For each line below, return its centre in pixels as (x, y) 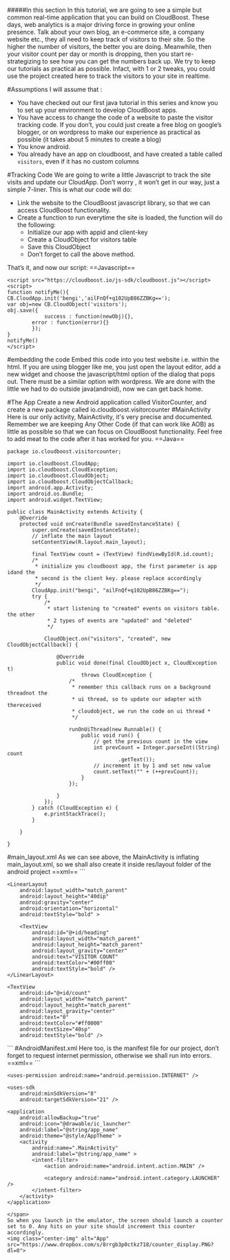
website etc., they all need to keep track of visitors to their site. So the (106, 39)
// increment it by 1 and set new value (152, 766)
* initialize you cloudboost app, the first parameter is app (126, 566)
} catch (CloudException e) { (75, 808)
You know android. (44, 147)
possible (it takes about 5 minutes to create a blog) (89, 139)
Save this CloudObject (59, 247)
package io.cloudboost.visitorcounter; (64, 452)
